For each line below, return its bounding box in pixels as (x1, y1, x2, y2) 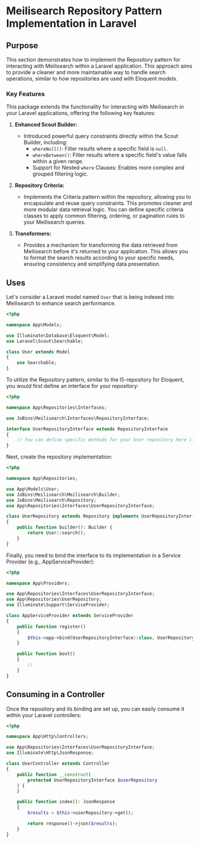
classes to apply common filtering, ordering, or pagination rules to (23, 212, 185, 220)
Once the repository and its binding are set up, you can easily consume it (6, 705, 185, 712)
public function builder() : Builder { (17, 524, 113, 530)
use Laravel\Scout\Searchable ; (6, 338, 84, 344)
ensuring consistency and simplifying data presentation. (23, 260, 161, 268)
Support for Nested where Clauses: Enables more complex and (32, 164, 185, 171)
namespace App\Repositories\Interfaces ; (6, 405, 108, 411)
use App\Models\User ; (6, 486, 60, 492)
